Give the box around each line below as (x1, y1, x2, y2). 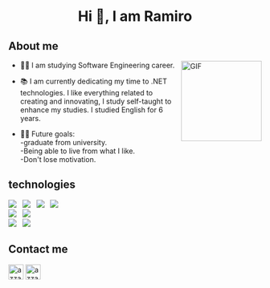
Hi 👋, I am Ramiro (77, 7, 193, 26)
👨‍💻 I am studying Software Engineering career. (19, 60, 175, 70)
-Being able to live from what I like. (19, 146, 135, 156)
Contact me (8, 242, 68, 256)
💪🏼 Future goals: (19, 129, 75, 139)
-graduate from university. (19, 138, 107, 147)
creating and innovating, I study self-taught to (19, 96, 172, 106)
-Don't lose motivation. (19, 155, 96, 164)
